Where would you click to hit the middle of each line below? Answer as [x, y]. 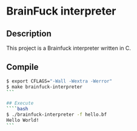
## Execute [20, 103]
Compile [22, 67]
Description [29, 34]
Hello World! [23, 120]
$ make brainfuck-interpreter [45, 87]
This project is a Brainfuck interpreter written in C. [69, 48]
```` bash [17, 109]
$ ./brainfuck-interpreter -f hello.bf [57, 115]
